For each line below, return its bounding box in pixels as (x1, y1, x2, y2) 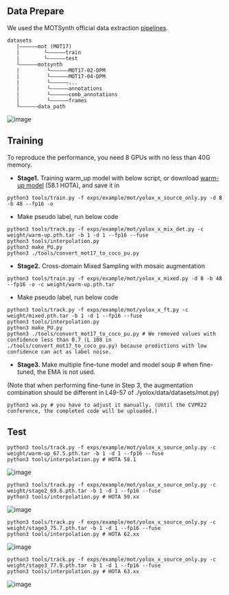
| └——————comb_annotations (16, 91, 118, 98)
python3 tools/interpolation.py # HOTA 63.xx (7, 568, 139, 575)
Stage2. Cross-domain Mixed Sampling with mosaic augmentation (16, 261, 206, 270)
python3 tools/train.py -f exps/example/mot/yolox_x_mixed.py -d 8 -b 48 (7, 275, 223, 282)
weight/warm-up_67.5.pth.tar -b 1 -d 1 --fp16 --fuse (7, 450, 165, 457)
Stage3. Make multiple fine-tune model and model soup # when (16, 360, 199, 369)
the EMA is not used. (36, 367, 96, 376)
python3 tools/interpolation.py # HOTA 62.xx (7, 531, 139, 538)
